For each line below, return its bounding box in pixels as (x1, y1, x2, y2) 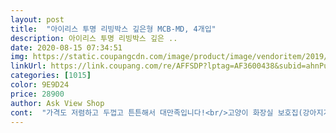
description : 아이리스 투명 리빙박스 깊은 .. (10, 33, 178, 43)
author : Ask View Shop (10, 98, 105, 108)
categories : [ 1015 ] (10, 71, 92, 81)
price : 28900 (10, 89, 65, 99)
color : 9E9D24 (10, 80, 70, 90)
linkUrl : (10, 61, 47, 71)
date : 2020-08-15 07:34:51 (10, 42, 123, 53)
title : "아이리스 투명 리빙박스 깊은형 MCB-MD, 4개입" (10, 24, 217, 34)
